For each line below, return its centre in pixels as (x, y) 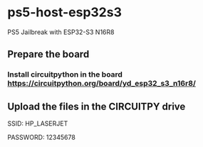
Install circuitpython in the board (65, 75)
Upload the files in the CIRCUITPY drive (97, 106)
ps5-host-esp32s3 (65, 12)
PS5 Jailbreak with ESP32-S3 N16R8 (61, 32)
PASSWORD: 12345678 (42, 137)
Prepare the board (48, 54)
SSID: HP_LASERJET (38, 124)
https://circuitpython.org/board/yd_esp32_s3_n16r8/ (101, 84)
